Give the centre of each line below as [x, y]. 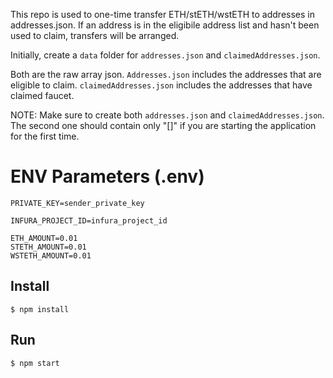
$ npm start [35, 363]
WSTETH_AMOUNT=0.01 [51, 255]
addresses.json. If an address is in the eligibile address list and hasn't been [165, 25]
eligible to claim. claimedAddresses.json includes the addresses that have [161, 85]
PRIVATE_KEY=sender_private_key [77, 203]
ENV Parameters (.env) [107, 176]
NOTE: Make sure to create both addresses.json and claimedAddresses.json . [167, 115]
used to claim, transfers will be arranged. [95, 35]
